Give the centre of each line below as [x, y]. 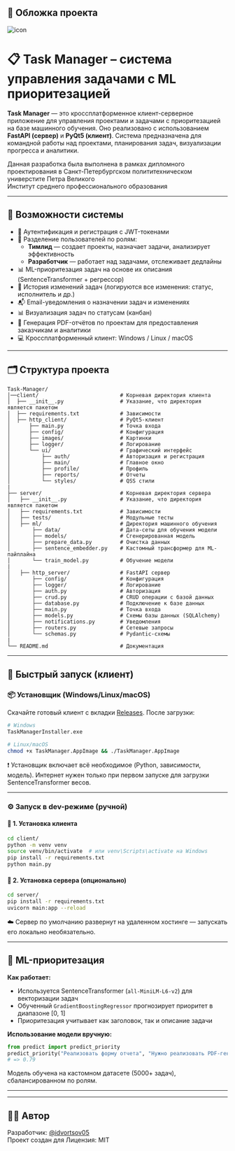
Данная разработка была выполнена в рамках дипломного [96, 164]
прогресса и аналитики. [43, 150]
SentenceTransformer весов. [49, 782]
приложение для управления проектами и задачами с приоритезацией [114, 120]
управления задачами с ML [92, 79]
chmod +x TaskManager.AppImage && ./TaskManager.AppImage [93, 751]
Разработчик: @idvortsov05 [48, 1133]
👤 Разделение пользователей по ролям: [77, 239]
